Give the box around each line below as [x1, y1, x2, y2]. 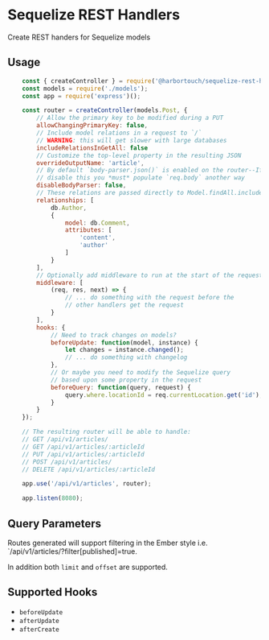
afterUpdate [18, 617, 59, 625]
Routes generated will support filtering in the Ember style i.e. [7, 538, 208, 547]
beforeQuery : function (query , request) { [50, 383, 192, 391]
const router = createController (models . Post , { [22, 106, 188, 114]
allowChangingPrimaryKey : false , [36, 122, 149, 130]
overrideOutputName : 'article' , [36, 159, 145, 167]
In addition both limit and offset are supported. [7, 562, 168, 572]
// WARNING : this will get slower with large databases [36, 136, 227, 144]
